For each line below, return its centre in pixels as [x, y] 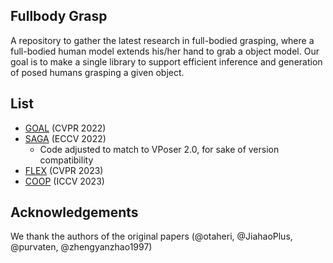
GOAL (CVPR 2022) [65, 128]
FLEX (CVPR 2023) [64, 170]
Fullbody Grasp [59, 16]
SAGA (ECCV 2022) [65, 138]
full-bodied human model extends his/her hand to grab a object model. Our [165, 51]
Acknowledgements [74, 212]
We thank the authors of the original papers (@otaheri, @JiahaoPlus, [151, 236]
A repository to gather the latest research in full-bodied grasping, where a [162, 40]
